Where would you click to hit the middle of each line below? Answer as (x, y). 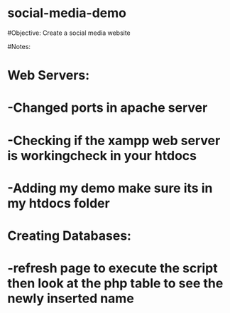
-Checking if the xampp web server (114, 140)
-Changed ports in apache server (108, 108)
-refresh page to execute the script (113, 269)
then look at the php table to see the (115, 283)
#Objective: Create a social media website (69, 33)
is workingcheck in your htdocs (102, 155)
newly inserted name (71, 298)
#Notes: (19, 46)
